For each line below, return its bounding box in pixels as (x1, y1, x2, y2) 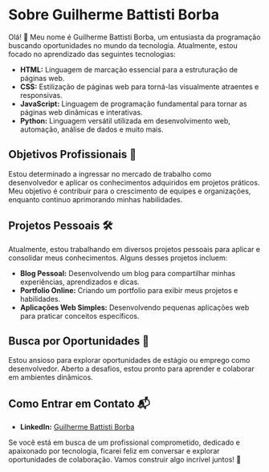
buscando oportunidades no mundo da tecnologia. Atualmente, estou (8, 40, 238, 50)
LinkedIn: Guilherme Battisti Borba (19, 422, 135, 432)
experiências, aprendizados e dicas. (19, 277, 141, 287)
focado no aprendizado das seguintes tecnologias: (8, 49, 177, 59)
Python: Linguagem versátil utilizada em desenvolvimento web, (19, 116, 231, 125)
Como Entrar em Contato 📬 (8, 397, 150, 410)
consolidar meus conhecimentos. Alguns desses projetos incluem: (8, 253, 228, 262)
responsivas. (19, 90, 63, 100)
